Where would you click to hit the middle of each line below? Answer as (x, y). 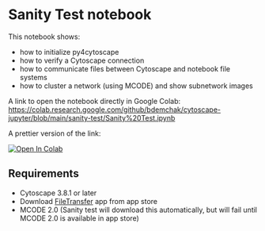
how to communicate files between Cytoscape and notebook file (125, 68)
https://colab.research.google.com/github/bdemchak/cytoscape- (115, 110)
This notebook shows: (44, 37)
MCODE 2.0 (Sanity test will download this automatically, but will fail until (138, 210)
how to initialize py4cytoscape (69, 52)
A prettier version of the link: (55, 133)
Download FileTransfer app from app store (89, 201)
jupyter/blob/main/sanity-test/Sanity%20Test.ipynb (92, 117)
